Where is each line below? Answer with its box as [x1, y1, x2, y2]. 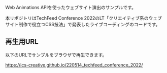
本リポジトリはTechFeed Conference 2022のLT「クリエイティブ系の [5, 15, 149, 21]
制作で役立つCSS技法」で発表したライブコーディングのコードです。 [18, 22, 160, 27]
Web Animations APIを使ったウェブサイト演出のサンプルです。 [5, 5, 136, 10]
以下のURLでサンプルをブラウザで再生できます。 [5, 52, 107, 58]
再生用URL [5, 37, 39, 46]
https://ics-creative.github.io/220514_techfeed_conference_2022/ [5, 62, 143, 68]
